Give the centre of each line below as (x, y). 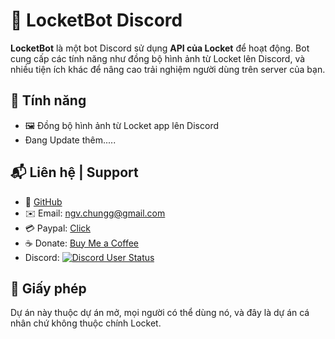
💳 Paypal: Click (57, 228)
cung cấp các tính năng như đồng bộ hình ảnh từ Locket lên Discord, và (158, 58)
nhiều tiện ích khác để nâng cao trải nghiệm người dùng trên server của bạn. (168, 69)
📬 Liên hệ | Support (74, 172)
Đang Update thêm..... (70, 140)
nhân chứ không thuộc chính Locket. (86, 323)
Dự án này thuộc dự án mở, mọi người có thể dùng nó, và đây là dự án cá (160, 313)
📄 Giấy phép (48, 288)
